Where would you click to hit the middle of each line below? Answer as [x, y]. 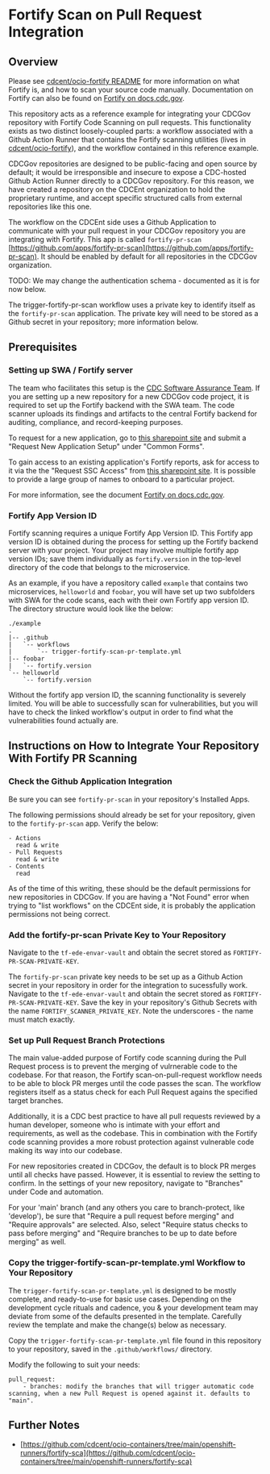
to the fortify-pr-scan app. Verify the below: [83, 823]
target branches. [36, 1101]
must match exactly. [42, 1019]
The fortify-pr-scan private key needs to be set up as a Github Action [126, 976]
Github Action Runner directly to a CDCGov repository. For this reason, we [131, 181]
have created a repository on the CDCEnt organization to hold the [117, 189]
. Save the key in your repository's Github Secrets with [167, 1002]
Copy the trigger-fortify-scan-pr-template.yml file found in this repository [135, 1340]
